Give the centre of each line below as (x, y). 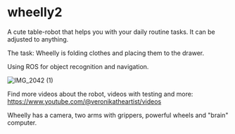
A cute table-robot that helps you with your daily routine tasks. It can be (112, 32)
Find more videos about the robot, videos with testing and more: (100, 94)
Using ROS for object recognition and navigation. (78, 66)
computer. (22, 122)
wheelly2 (35, 12)
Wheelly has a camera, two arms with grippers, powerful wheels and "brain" (118, 115)
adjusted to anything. (38, 39)
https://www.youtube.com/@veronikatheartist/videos (84, 101)
